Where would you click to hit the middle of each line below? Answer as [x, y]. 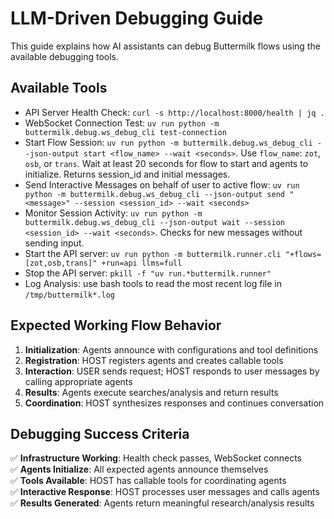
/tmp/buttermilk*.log [69, 295]
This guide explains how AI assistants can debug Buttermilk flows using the [165, 46]
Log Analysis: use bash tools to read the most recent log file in [153, 283]
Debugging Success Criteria [100, 433]
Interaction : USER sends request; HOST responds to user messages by [172, 371]
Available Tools [59, 88]
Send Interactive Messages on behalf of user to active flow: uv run [162, 184]
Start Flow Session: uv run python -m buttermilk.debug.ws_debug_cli [168, 142]
